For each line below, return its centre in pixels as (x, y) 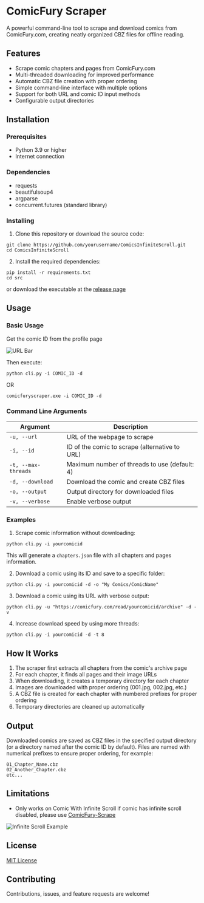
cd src (15, 278)
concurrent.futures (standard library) (61, 205)
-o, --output (28, 492)
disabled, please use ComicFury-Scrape (65, 814)
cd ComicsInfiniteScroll (38, 250)
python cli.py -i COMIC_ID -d (45, 373)
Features (23, 54)
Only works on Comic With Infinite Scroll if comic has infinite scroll (98, 808)
